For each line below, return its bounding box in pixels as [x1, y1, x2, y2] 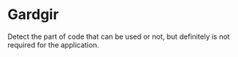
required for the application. [7, 40, 99, 49]
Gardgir [7, 6, 59, 24]
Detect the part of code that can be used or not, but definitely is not [7, 32, 230, 41]
